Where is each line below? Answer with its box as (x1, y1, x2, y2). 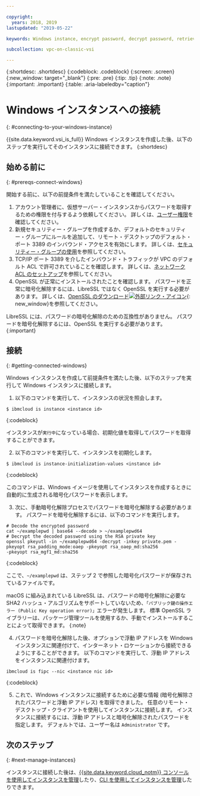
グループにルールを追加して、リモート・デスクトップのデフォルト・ (25, 233, 192, 240)
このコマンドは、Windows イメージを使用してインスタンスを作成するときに (6, 483, 192, 491)
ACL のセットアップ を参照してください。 (14, 270, 115, 277)
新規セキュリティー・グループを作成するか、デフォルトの (14, 226, 155, 233)
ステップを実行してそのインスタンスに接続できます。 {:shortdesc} (6, 143, 168, 151)
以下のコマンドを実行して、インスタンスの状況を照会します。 (14, 394, 165, 401)
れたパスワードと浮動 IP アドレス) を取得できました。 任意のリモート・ (14, 698, 189, 706)
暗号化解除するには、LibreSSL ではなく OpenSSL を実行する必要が (25, 285, 190, 292)
